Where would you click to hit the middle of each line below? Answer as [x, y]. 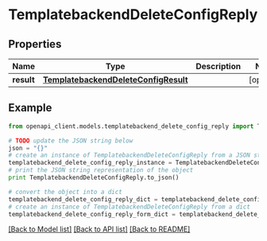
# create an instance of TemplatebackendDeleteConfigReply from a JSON [129, 155]
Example [30, 108]
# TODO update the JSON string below [71, 141]
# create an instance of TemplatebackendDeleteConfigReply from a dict [129, 207]
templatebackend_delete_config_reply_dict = [83, 199]
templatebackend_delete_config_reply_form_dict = [92, 214]
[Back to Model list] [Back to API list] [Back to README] [99, 229]
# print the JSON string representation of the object [101, 170]
